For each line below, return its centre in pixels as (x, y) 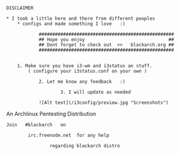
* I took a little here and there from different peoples (81, 19)
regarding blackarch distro (85, 146)
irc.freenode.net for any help (69, 135)
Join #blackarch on (36, 125)
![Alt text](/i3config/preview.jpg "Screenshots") (104, 103)
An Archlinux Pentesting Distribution (51, 114)
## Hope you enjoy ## (106, 40)
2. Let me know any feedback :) (82, 82)
